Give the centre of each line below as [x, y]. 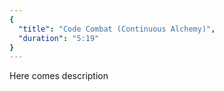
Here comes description [59, 76]
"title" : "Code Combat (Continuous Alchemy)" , [117, 29]
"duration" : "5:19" [59, 38]
